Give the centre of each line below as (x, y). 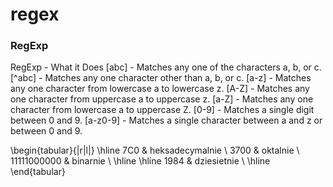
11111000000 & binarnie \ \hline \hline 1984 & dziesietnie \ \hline (140, 161)
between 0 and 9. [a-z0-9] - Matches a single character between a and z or (166, 120)
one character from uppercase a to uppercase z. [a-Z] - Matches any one (162, 99)
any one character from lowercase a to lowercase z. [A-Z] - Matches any (160, 89)
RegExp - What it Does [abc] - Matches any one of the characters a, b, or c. (166, 67)
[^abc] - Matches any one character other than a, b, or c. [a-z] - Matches (161, 78)
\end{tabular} (38, 172)
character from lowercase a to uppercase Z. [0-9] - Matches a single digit (162, 110)
